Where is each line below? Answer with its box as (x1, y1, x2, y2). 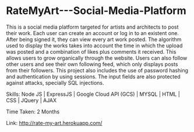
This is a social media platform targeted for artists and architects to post (6, 23, 179, 30)
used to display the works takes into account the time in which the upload (6, 42, 183, 49)
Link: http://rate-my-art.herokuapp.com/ (6, 119, 103, 126)
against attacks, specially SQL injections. (6, 79, 104, 86)
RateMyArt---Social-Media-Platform (6, 4, 186, 18)
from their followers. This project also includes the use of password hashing (6, 67, 188, 74)
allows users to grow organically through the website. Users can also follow (6, 54, 188, 61)
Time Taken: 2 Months (6, 108, 60, 115)
